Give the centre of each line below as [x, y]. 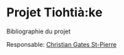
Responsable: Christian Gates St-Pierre [62, 44]
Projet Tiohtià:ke [54, 13]
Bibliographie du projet [39, 31]
